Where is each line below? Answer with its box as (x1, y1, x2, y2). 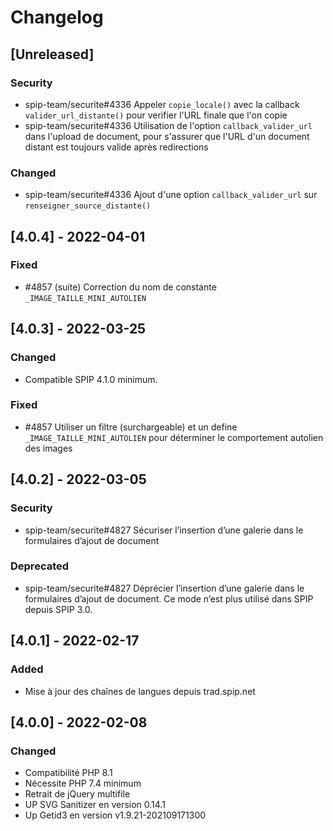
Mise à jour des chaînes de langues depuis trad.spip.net (24, 685, 256, 697)
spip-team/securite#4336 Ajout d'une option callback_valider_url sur (24, 189, 318, 201)
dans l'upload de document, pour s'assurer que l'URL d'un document (24, 130, 310, 142)
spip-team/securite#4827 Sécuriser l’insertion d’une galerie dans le (24, 524, 304, 536)
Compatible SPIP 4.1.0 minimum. (24, 373, 158, 385)
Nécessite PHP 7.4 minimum (24, 777, 142, 790)
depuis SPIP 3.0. (24, 603, 93, 615)
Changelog (10, 6, 104, 29)
